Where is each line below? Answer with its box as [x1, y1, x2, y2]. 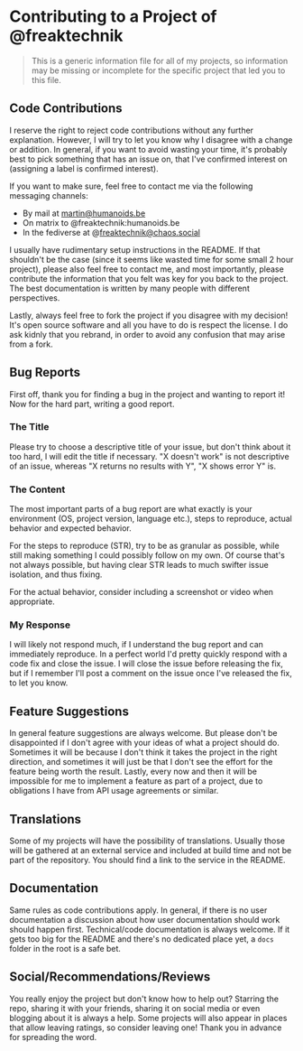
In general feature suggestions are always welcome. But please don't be [9, 728, 278, 739]
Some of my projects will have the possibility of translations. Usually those [9, 835, 286, 846]
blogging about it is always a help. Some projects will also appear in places [9, 1012, 288, 1023]
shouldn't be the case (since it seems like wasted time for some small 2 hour [9, 254, 294, 265]
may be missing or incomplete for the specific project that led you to [31, 65, 286, 76]
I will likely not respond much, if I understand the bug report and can [9, 639, 264, 650]
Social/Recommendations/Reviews [9, 969, 211, 985]
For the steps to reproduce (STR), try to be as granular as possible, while [9, 540, 280, 552]
